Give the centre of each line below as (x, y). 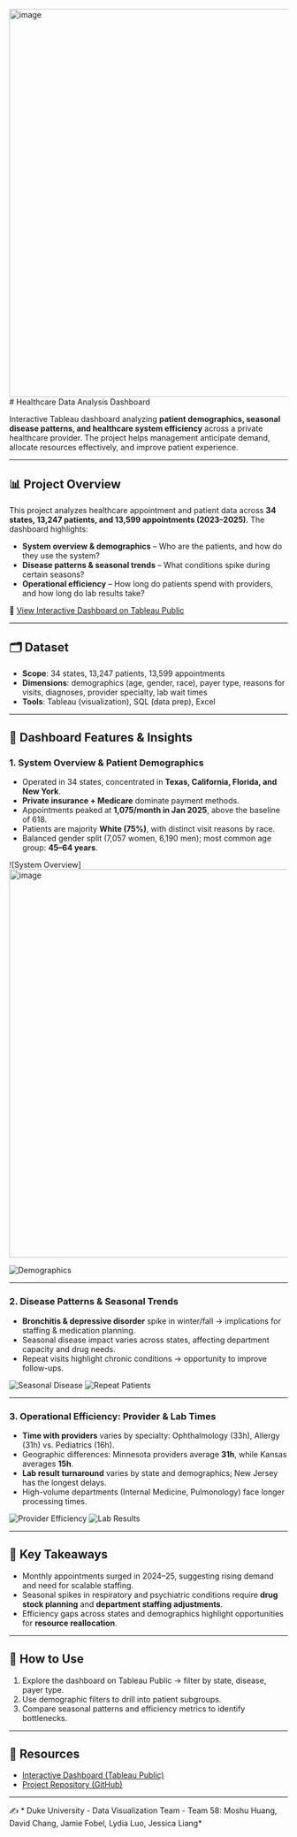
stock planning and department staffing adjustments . (122, 1604)
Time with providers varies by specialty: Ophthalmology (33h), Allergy (151, 1435)
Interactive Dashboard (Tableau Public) (93, 1775)
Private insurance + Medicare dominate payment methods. (131, 801)
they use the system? (61, 555)
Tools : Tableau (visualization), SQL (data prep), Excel (118, 701)
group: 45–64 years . (60, 848)
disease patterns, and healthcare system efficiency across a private (136, 428)
